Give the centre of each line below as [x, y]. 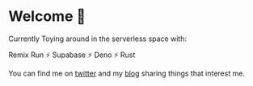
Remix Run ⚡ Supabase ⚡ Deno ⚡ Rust [72, 55]
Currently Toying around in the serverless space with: [98, 39]
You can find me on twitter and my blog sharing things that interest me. [126, 73]
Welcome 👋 [47, 16]
